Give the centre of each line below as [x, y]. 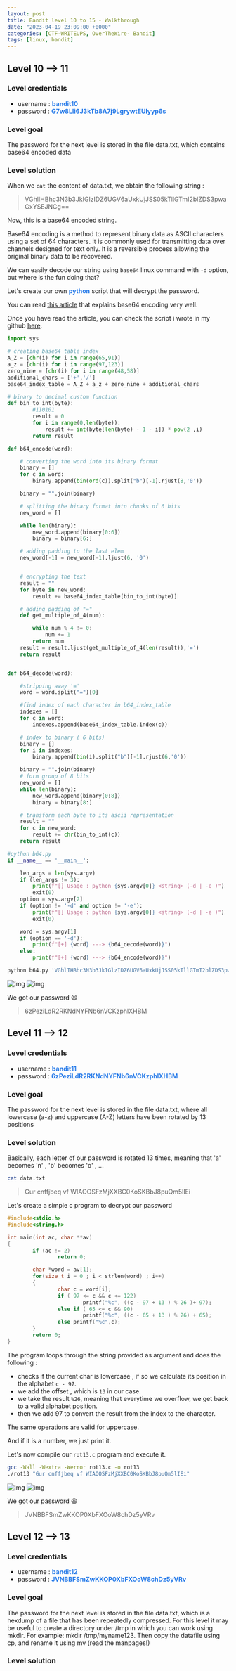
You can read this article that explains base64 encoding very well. [103, 305]
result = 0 [48, 417]
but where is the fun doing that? [53, 278]
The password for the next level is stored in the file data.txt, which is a [109, 1613]
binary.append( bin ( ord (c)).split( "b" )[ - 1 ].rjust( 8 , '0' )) [117, 481]
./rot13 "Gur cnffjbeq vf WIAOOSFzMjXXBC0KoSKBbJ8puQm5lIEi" [99, 1473]
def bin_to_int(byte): [40, 404]
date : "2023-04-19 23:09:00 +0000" [59, 27]
